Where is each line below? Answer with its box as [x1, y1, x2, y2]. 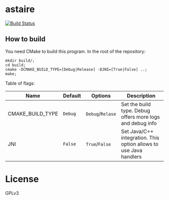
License [5, 173, 39, 185]
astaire [5, 4, 35, 15]
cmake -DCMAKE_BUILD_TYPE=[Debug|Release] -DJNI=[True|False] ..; [5, 67, 147, 72]
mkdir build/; [5, 58, 35, 63]
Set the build [121, 101, 151, 108]
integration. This [121, 134, 159, 141]
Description [126, 92, 156, 99]
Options [91, 92, 111, 99]
